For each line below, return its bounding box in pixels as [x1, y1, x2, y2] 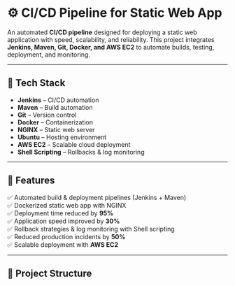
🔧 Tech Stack [7, 77, 66, 89]
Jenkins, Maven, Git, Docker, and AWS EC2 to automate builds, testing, [7, 43, 215, 51]
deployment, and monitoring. [7, 50, 91, 59]
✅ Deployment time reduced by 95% [7, 208, 114, 217]
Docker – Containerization [17, 117, 93, 127]
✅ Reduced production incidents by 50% [7, 232, 126, 241]
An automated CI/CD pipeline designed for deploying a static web [7, 28, 197, 36]
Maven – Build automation [17, 103, 93, 111]
